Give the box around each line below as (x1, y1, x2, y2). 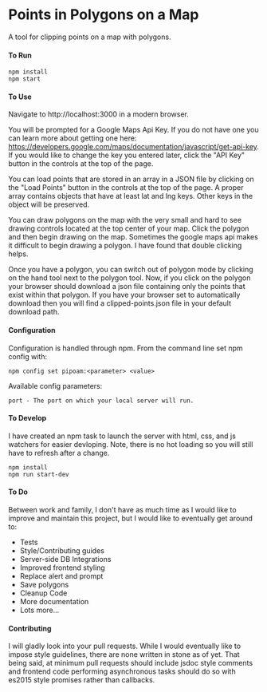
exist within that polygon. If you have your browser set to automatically (8, 290, 241, 300)
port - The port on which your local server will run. (8, 397, 194, 405)
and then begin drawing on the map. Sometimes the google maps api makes (8, 232, 259, 242)
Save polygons (19, 579, 69, 589)
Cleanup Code (19, 588, 68, 598)
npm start (8, 75, 41, 83)
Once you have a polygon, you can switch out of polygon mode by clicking (8, 265, 253, 275)
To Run (8, 50, 32, 60)
